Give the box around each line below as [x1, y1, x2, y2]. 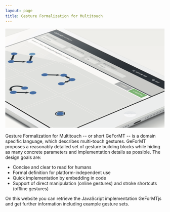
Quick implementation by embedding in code [12, 175, 106, 181]
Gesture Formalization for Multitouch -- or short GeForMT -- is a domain [5, 133, 156, 139]
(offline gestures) [12, 185, 49, 192]
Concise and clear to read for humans [12, 164, 92, 170]
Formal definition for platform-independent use [12, 169, 111, 176]
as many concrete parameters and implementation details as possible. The [5, 149, 161, 155]
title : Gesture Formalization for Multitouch [5, 13, 103, 19]
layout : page [5, 8, 33, 13]
